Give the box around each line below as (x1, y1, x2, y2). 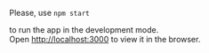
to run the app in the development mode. (9, 25, 159, 34)
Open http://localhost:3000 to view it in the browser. (9, 34, 201, 44)
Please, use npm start (9, 8, 91, 18)
